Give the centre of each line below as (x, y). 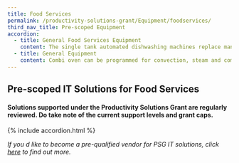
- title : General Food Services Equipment (78, 41)
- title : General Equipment (55, 54)
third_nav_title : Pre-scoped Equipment (67, 27)
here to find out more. (39, 152)
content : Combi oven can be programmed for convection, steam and (121, 61)
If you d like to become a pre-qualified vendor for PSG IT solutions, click (113, 144)
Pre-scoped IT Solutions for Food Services (103, 89)
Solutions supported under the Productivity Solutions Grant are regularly (117, 107)
